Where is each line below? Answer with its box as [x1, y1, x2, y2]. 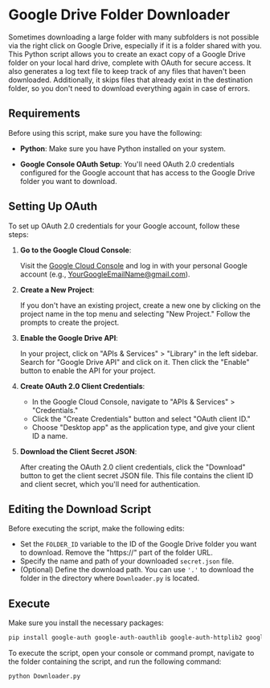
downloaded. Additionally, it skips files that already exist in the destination [8, 75, 253, 84]
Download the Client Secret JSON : [19, 446, 137, 456]
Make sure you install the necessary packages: [8, 618, 165, 628]
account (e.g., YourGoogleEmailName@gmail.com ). [19, 269, 190, 279]
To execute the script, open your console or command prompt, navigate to [8, 649, 255, 658]
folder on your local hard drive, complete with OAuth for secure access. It [8, 58, 252, 68]
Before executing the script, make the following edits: [8, 524, 185, 534]
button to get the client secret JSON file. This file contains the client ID [19, 470, 254, 480]
